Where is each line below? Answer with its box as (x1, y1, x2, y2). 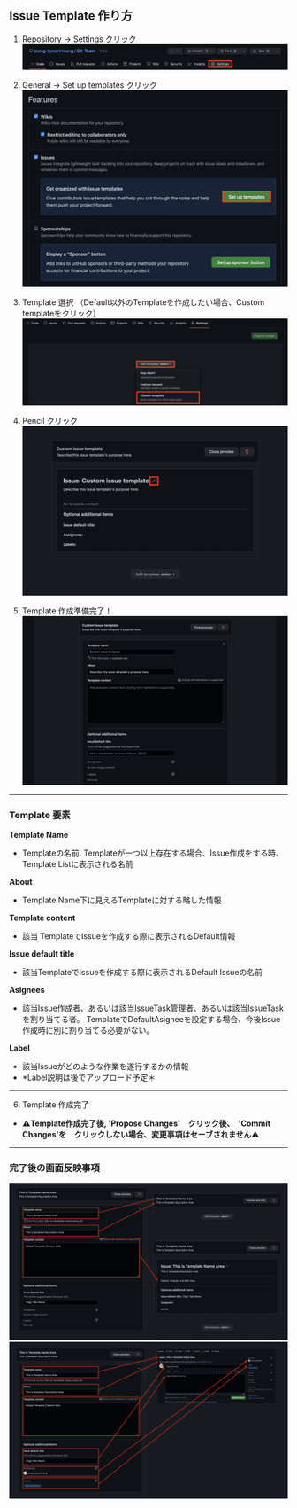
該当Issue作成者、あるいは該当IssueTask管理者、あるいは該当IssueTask (21, 1003, 285, 1013)
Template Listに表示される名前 (21, 859, 133, 870)
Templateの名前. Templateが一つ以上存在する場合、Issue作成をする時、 (21, 848, 285, 858)
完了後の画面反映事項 (9, 1162, 100, 1175)
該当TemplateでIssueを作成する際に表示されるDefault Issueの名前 (21, 967, 263, 978)
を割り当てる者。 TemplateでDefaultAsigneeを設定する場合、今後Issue (21, 1014, 281, 1025)
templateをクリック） (21, 308, 102, 318)
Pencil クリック (21, 416, 78, 426)
